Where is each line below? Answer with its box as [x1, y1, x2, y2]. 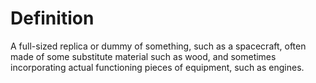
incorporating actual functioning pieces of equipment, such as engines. [10, 61, 305, 73]
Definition [10, 7, 95, 30]
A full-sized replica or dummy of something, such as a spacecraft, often [10, 40, 307, 52]
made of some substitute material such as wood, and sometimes [10, 50, 277, 62]
